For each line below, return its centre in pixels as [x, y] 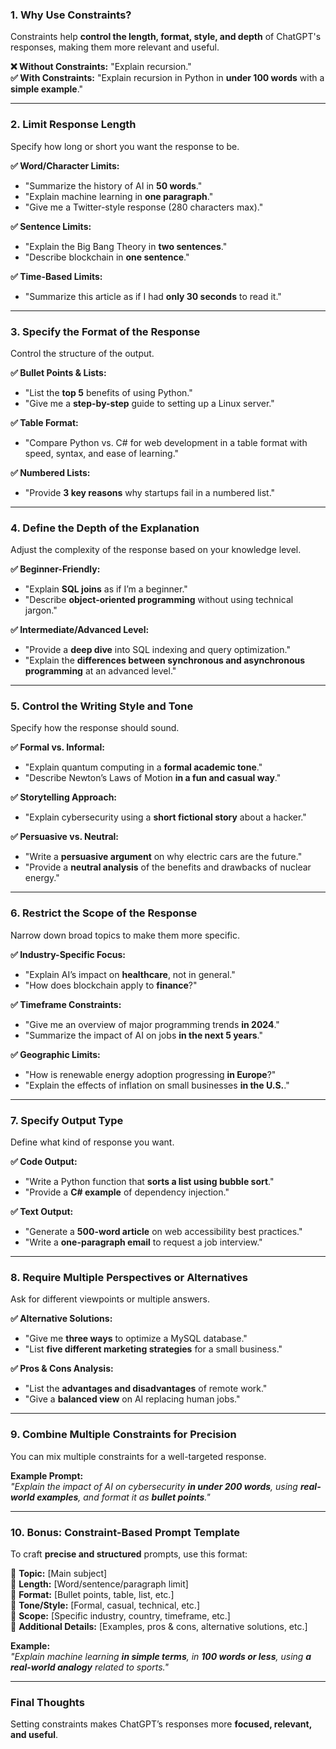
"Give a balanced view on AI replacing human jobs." [132, 1399]
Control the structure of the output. [82, 353]
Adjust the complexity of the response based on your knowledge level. [156, 550]
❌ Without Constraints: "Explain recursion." [101, 67]
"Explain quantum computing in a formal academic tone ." [143, 767]
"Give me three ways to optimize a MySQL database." [136, 1339]
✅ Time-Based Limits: [56, 276]
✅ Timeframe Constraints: [66, 1004]
